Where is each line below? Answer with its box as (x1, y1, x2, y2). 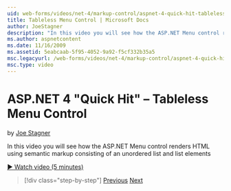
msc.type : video (7, 61, 54, 68)
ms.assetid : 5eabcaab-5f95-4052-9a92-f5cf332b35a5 (7, 49, 155, 56)
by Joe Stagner (7, 128, 51, 137)
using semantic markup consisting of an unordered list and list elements (7, 149, 211, 157)
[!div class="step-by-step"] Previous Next (23, 176, 143, 184)
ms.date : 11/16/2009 (7, 42, 67, 49)
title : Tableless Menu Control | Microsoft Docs (7, 17, 149, 23)
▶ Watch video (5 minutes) (7, 163, 84, 171)
